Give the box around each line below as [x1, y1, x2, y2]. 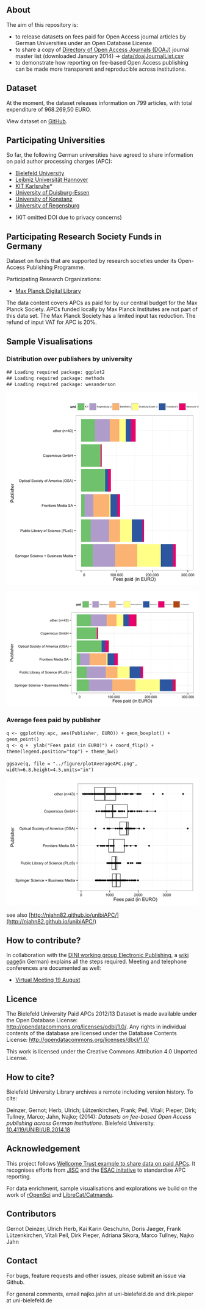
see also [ [6, 911, 31, 919]
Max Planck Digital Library [15, 287, 81, 295]
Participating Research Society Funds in [6, 231, 162, 242]
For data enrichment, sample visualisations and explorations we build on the [6, 1185, 197, 1192]
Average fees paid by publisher [6, 716, 101, 725]
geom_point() [6, 736, 40, 743]
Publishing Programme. [26, 264, 85, 271]
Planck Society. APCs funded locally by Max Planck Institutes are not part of [6, 306, 198, 313]
